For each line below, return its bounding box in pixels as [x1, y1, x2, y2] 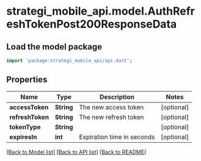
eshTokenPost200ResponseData [6, 17, 177, 31]
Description [100, 93, 134, 101]
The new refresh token [79, 113, 144, 121]
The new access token [79, 102, 144, 111]
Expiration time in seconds [79, 132, 155, 141]
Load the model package [6, 41, 103, 52]
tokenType [9, 123, 41, 131]
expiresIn [9, 132, 37, 141]
